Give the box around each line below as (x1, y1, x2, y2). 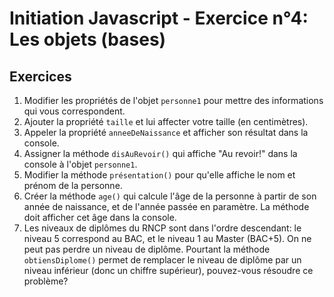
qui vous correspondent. (23, 105, 126, 117)
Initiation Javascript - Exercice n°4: (9, 7, 309, 30)
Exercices (9, 68, 72, 85)
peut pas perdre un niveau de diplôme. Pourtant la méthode (23, 243, 271, 255)
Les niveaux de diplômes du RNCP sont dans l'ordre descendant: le (23, 222, 302, 234)
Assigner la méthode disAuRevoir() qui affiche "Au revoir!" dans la (23, 148, 298, 159)
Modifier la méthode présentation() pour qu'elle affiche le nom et (23, 169, 296, 181)
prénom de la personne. (23, 180, 123, 191)
